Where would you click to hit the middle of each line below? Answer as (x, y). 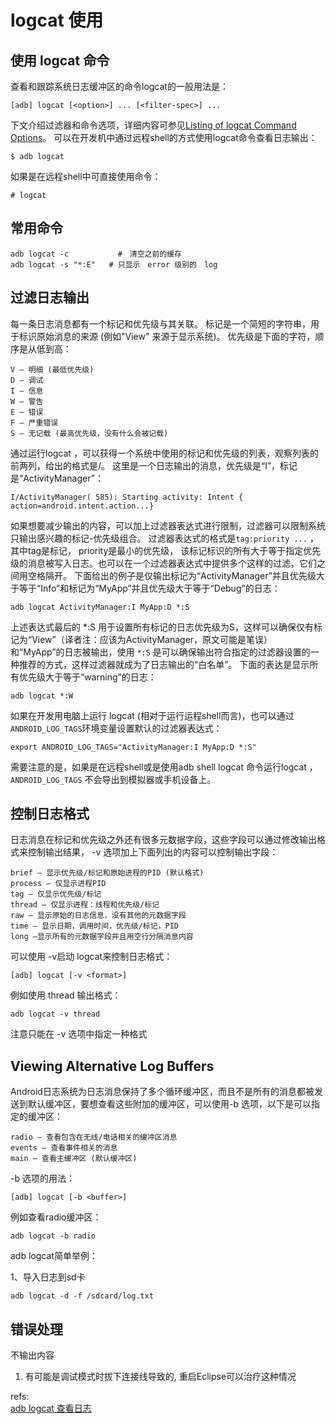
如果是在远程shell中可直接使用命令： (86, 176)
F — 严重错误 (34, 422)
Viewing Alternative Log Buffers (112, 1066)
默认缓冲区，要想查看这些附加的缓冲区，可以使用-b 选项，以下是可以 (169, 1104)
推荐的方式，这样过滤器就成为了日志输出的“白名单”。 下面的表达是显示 (164, 664)
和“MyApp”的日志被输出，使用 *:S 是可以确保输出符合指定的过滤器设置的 (160, 652)
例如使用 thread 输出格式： (66, 995)
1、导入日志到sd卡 (48, 1277)
